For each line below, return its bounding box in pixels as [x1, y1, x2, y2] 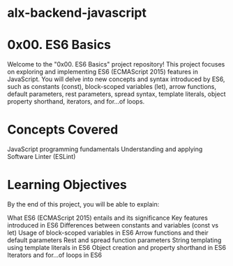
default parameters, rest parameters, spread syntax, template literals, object [7, 90, 226, 99]
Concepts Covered [7, 122, 119, 138]
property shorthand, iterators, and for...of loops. [7, 97, 145, 106]
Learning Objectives [7, 177, 127, 193]
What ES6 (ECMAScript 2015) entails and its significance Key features [7, 213, 208, 222]
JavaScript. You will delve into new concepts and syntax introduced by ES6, [7, 75, 225, 83]
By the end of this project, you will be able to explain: [7, 200, 160, 208]
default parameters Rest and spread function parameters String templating [7, 236, 222, 244]
